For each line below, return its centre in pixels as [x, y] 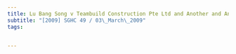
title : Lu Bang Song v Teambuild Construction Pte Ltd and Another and [114, 14]
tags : [15, 27]
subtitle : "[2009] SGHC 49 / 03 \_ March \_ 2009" [77, 20]
